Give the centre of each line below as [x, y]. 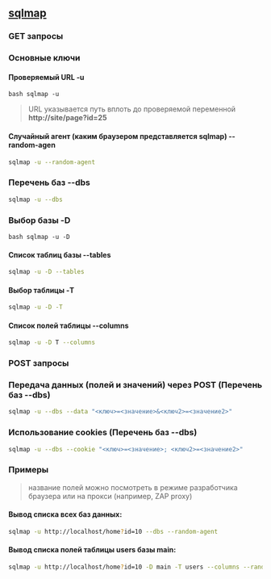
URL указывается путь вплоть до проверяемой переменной [132, 109]
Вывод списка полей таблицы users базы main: [92, 550]
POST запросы [39, 363]
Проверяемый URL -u [46, 77]
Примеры [29, 470]
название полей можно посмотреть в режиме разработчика [133, 487]
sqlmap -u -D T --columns [52, 342]
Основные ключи [44, 58]
